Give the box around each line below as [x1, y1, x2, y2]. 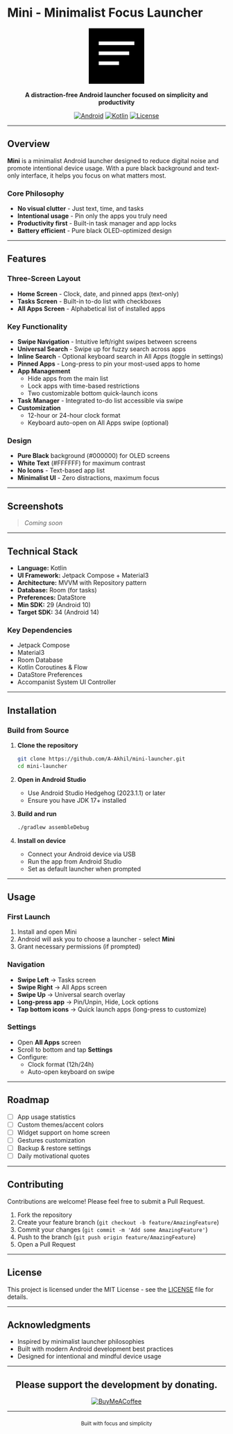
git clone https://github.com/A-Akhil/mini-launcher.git [17, 755, 186, 762]
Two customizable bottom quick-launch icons [27, 389, 158, 398]
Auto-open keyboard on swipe [27, 1067, 115, 1076]
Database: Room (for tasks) [17, 586, 97, 594]
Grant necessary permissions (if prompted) [17, 942, 141, 951]
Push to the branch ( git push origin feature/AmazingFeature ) [17, 1233, 196, 1241]
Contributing [7, 1179, 64, 1190]
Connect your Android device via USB [27, 850, 137, 858]
